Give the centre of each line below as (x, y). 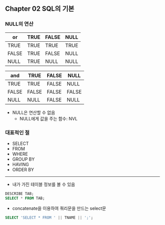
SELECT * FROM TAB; (25, 198)
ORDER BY (23, 169)
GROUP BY (23, 159)
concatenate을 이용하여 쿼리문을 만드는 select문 (59, 208)
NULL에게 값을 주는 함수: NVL (48, 118)
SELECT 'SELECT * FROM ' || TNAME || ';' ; (49, 218)
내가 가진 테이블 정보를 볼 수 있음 (43, 184)
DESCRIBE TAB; (20, 194)
